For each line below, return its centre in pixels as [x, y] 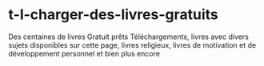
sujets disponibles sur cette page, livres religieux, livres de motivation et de [132, 45]
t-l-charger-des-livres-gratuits [113, 15]
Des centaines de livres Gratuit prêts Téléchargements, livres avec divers [129, 37]
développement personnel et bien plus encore [84, 53]
